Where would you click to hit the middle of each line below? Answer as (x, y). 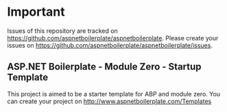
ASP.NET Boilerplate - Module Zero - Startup (104, 67)
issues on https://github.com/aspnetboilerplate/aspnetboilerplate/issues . (110, 45)
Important (36, 12)
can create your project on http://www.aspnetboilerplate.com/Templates (109, 101)
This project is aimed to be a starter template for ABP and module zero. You (114, 94)
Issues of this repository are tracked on (62, 31)
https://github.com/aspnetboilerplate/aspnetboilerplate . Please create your (113, 38)
